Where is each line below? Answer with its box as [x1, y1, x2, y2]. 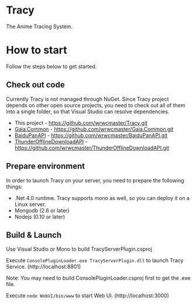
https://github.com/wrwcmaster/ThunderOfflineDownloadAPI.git [14, 144, 170, 151]
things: [6, 183, 23, 190]
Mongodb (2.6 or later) [14, 206, 70, 214]
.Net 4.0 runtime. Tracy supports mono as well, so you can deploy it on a [14, 194, 190, 201]
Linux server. [14, 201, 46, 208]
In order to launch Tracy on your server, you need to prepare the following [6, 177, 184, 184]
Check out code [6, 80, 66, 90]
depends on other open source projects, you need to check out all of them [6, 101, 185, 109]
